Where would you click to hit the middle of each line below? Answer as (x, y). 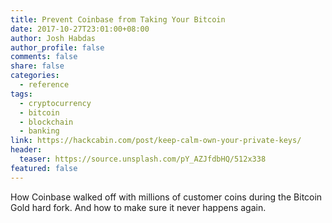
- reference (44, 85)
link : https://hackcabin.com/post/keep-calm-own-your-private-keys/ (156, 141)
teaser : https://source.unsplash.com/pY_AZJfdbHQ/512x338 (143, 159)
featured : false (44, 168)
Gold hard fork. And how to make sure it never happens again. (138, 207)
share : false (37, 66)
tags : (21, 94)
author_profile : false (57, 47)
